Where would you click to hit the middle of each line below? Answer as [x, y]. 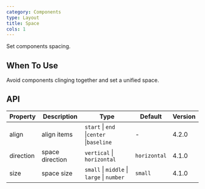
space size [57, 173]
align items [57, 134]
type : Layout [23, 18]
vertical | [99, 152]
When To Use [32, 66]
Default [151, 116]
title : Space [23, 23]
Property [23, 116]
